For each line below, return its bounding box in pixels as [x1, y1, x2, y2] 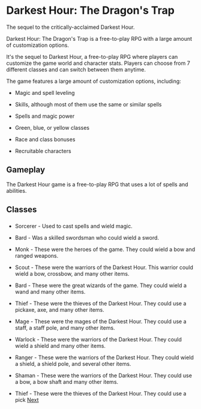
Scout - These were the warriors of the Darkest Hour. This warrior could [14, 264, 194, 271]
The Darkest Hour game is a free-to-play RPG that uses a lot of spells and [6, 181, 188, 188]
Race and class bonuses [14, 136, 76, 143]
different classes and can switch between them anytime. [6, 65, 146, 73]
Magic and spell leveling [14, 89, 75, 96]
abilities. [6, 187, 27, 194]
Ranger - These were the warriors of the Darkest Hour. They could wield [14, 354, 194, 361]
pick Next [14, 396, 39, 404]
